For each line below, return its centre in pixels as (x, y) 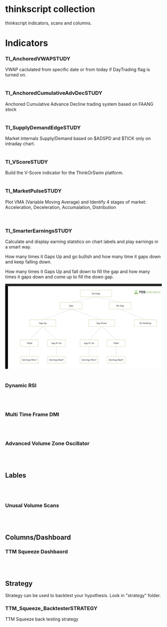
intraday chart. (20, 144)
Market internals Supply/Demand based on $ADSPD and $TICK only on (78, 139)
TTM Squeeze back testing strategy (42, 619)
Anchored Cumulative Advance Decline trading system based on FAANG (79, 104)
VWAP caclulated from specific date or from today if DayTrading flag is (78, 70)
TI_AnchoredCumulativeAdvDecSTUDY (54, 93)
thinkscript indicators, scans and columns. (48, 23)
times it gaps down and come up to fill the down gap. (60, 277)
